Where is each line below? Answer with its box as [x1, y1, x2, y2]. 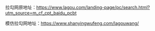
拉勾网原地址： [5, 4, 36, 10]
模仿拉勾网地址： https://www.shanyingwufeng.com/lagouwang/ [5, 20, 139, 26]
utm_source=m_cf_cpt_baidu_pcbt [5, 10, 77, 16]
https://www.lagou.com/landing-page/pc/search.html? [36, 4, 150, 10]
